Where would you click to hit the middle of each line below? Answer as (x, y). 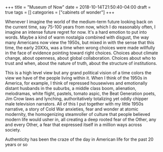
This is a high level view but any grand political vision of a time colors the (78, 73)
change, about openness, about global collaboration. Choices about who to (81, 58)
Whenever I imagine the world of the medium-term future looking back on (79, 22)
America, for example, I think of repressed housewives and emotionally (76, 83)
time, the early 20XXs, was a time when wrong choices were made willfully (80, 48)
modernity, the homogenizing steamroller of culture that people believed (78, 114)
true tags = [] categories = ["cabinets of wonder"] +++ (60, 12)
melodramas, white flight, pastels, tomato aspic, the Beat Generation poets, (81, 93)
